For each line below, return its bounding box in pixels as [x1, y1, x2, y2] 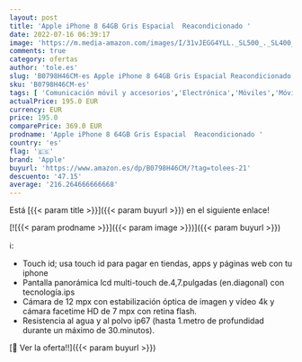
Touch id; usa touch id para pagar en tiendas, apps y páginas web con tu [22, 258, 293, 269]
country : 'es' [9, 138, 63, 147]
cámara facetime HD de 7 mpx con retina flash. [22, 306, 198, 317]
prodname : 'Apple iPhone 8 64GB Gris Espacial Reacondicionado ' [9, 130, 263, 139]
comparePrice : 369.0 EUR [9, 122, 102, 131]
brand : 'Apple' [9, 155, 67, 164]
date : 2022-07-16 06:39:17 [9, 30, 111, 39]
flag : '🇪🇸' [9, 146, 54, 155]
